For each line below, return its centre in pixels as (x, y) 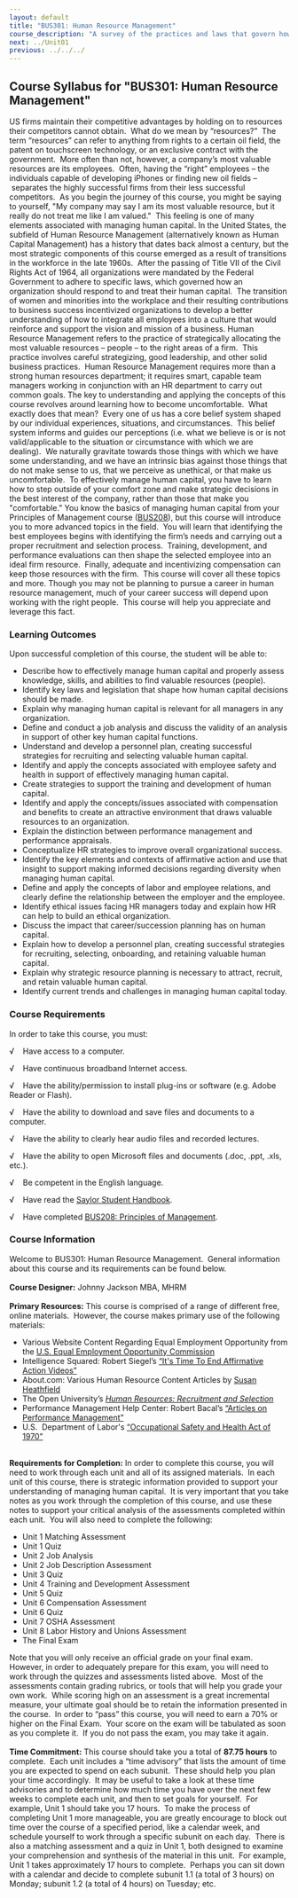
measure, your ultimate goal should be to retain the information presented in (148, 1705)
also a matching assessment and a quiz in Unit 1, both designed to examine (146, 1846)
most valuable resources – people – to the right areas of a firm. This (134, 348)
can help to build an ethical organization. (96, 916)
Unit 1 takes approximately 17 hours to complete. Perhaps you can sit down (147, 1864)
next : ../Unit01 (39, 42)
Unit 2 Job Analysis (58, 1555)
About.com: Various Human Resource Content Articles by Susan (139, 1379)
